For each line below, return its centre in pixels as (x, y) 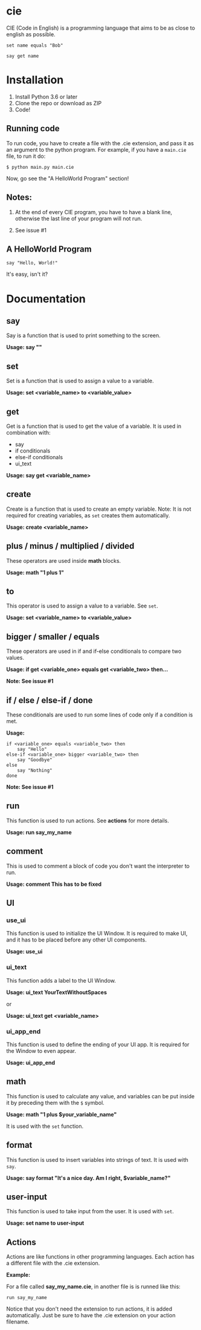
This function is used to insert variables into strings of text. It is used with (97, 1159)
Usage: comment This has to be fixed (54, 884)
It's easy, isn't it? (27, 274)
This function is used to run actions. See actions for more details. (88, 821)
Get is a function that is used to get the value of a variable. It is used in (94, 426)
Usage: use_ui (24, 952)
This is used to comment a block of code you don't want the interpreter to (98, 866)
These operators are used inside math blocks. (64, 560)
